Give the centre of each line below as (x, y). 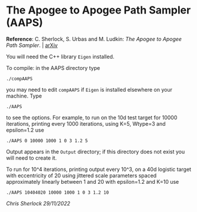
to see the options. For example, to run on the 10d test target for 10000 (92, 117)
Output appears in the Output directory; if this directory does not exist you (96, 152)
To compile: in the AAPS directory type (53, 68)
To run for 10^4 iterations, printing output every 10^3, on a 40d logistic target (99, 169)
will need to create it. (31, 158)
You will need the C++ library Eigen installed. (60, 56)
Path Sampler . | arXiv (32, 45)
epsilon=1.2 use (25, 130)
